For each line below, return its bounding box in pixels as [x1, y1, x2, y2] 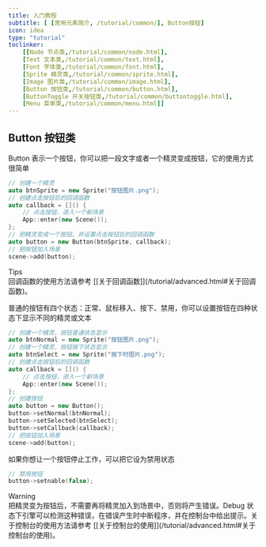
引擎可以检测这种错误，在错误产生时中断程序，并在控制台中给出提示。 [21, 511, 251, 520]
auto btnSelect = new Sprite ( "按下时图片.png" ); [8, 351, 166, 359]
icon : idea [8, 26, 44, 34]
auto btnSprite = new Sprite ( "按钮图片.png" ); [8, 187, 160, 194]
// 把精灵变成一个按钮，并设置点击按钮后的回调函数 [8, 231, 154, 239]
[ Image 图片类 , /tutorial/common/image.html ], [22, 77, 172, 85]
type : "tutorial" [8, 33, 66, 42]
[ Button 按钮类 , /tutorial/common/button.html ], [22, 85, 179, 93]
